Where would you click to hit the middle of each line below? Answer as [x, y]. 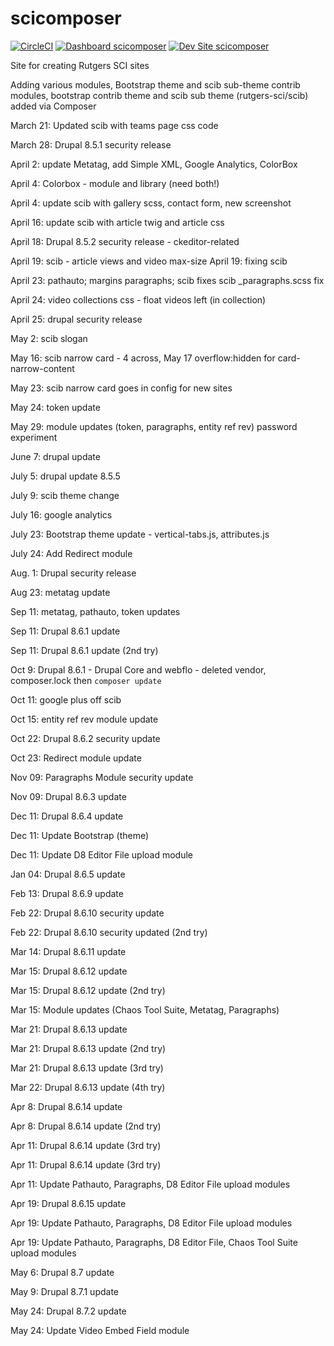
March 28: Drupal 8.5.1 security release [91, 144]
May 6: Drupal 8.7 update [62, 1272]
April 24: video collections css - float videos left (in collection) [138, 299]
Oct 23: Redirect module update [76, 758]
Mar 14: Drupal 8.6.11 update [68, 951]
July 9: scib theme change [65, 495]
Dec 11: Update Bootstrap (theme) [80, 835]
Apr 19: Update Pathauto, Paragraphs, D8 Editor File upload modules [151, 1223]
